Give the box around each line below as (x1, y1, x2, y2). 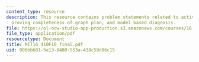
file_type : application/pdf (6, 31, 76, 37)
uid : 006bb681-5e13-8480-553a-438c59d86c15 (6, 47, 115, 53)
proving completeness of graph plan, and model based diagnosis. (11, 19, 176, 25)
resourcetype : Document (6, 36, 65, 42)
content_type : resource (6, 8, 65, 15)
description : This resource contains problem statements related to (6, 14, 179, 20)
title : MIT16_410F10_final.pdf (6, 42, 84, 48)
